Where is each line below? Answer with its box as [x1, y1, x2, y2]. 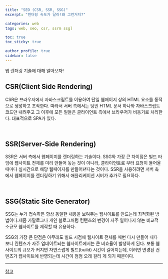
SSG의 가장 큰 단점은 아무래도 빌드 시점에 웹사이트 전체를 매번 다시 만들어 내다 [5, 234, 158, 240]
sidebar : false [5, 53, 37, 58]
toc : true [5, 35, 26, 40]
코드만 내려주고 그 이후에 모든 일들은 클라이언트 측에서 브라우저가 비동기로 [5, 109, 149, 115]
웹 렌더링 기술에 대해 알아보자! [5, 67, 64, 73]
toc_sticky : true [5, 40, 41, 45]
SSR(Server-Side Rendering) [5, 139, 96, 148]
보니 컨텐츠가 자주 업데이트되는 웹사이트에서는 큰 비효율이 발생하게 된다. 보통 [5, 240, 155, 246]
